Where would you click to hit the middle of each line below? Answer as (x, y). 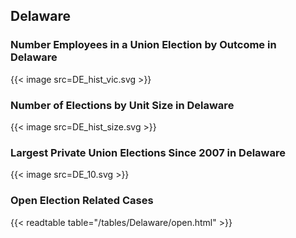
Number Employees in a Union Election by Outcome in (143, 45)
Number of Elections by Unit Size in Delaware (122, 105)
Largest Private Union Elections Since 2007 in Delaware (148, 152)
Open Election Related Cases (82, 201)
